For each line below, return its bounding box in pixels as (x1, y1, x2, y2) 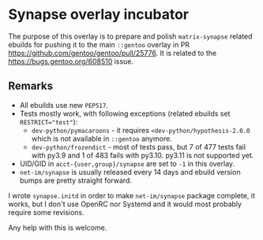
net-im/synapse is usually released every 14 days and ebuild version (19, 167, 241, 176)
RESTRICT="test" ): (19, 116, 78, 127)
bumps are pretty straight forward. (19, 175, 133, 185)
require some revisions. (8, 207, 85, 217)
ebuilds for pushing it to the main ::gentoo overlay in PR (8, 39, 190, 49)
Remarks (8, 79, 54, 93)
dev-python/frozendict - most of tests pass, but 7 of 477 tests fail (31, 142, 246, 151)
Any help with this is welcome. (8, 223, 107, 232)
